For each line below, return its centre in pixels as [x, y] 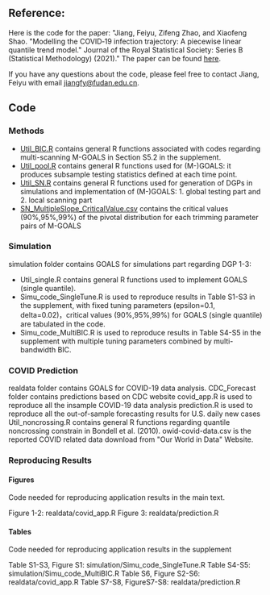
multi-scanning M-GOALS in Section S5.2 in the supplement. [120, 157]
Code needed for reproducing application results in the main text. [117, 497]
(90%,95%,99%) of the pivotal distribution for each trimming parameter [139, 217]
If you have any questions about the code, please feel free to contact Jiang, [134, 74]
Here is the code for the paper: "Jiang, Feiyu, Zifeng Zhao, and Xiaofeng [128, 32]
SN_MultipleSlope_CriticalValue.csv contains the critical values [124, 208]
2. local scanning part [56, 200]
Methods [26, 131]
